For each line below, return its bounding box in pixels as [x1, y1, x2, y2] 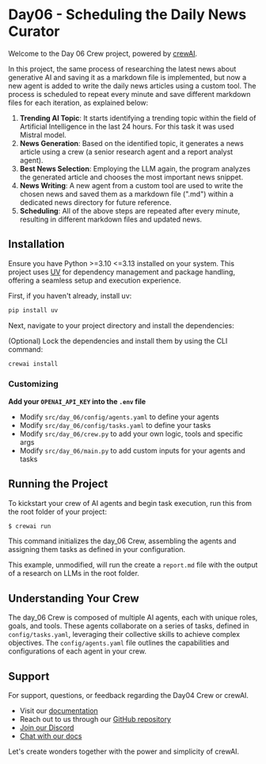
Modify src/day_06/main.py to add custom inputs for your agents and [19, 446, 245, 455]
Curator [8, 22, 60, 41]
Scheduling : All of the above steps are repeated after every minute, [19, 206, 241, 215]
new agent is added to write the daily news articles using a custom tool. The [8, 81, 256, 91]
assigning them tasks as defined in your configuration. [8, 545, 186, 554]
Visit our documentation [19, 706, 99, 716]
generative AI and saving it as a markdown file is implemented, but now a [8, 72, 247, 82]
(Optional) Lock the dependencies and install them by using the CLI [8, 336, 228, 345]
